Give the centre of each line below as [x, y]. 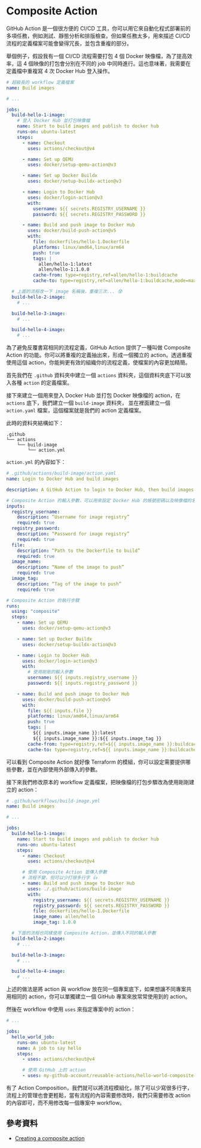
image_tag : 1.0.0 [54, 922]
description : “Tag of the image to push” [69, 584]
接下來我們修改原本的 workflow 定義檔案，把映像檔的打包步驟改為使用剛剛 [98, 782]
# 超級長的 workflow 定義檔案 [40, 82]
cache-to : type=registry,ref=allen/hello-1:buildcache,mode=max [115, 281]
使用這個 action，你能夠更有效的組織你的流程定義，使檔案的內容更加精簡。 [98, 363]
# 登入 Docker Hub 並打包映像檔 [54, 121]
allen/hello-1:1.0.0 [64, 270]
